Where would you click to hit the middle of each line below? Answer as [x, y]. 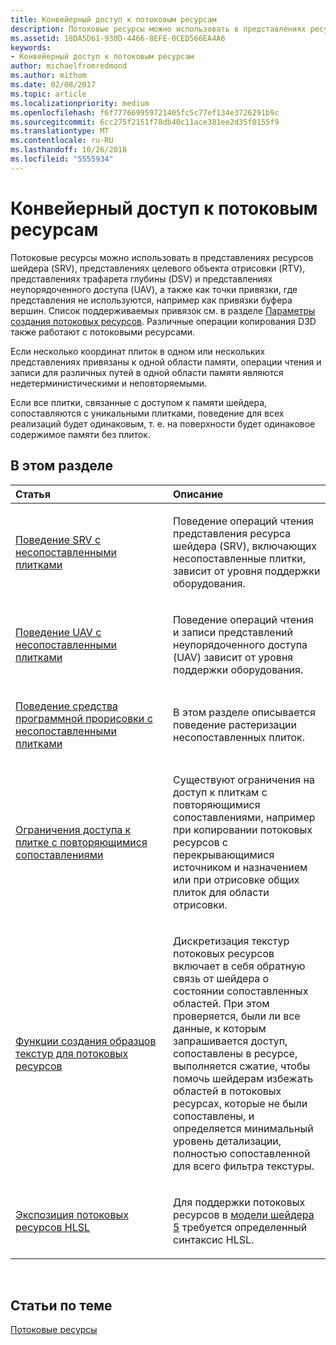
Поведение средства [66, 706]
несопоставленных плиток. [239, 737]
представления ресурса [232, 533]
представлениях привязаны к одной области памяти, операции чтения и [166, 362]
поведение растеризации [235, 724]
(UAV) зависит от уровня [233, 657]
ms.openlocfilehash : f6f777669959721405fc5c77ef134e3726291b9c [145, 112]
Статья [33, 494]
